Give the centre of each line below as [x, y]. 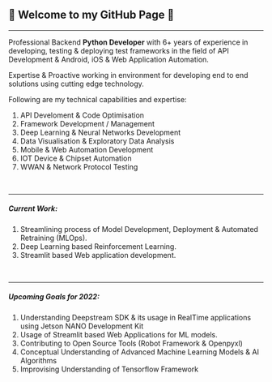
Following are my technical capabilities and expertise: [98, 99]
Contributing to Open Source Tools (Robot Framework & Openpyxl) [131, 343]
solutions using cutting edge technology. [76, 84]
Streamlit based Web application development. [98, 255]
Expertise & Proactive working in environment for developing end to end [128, 75]
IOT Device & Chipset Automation [76, 158]
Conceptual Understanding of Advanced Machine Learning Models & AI [139, 352]
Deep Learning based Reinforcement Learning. [98, 246]
